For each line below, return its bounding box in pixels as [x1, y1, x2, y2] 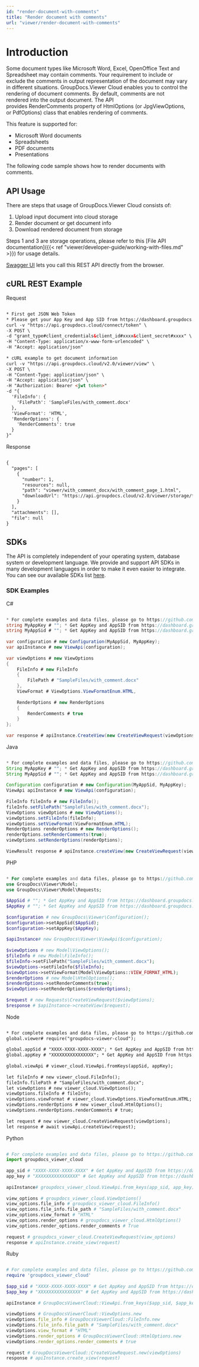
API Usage [6, 186, 46, 196]
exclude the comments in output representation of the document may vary [6, 78, 188, 85]
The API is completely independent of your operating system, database [6, 553, 180, 560]
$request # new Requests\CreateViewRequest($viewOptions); [6, 997, 155, 1003]
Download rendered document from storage [14, 226, 123, 233]
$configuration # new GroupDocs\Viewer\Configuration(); [6, 914, 150, 920]
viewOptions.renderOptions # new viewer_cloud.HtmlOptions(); [6, 1102, 163, 1108]
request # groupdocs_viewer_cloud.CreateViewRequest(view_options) [6, 1234, 176, 1240]
